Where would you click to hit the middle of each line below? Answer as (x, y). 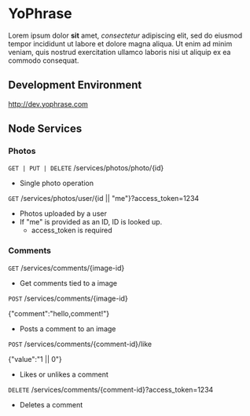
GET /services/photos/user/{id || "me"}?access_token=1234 (104, 199)
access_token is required (72, 230)
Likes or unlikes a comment (64, 374)
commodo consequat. (44, 60)
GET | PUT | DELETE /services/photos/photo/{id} (86, 168)
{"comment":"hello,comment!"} (59, 313)
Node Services (45, 129)
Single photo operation (57, 183)
